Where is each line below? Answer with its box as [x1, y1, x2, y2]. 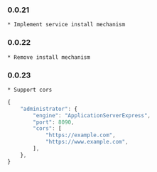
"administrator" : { [20, 105, 78, 112]
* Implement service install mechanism [7, 21, 126, 28]
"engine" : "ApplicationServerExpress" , [33, 112, 151, 119]
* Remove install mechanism [7, 53, 91, 61]
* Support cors [7, 86, 53, 93]
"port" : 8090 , [33, 119, 75, 126]
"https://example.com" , [45, 131, 116, 139]
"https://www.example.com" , [45, 139, 129, 146]
